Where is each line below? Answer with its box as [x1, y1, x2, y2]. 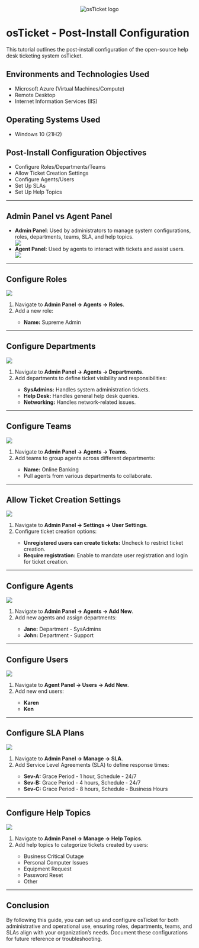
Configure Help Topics [6, 808, 91, 818]
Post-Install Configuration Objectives [6, 147, 147, 158]
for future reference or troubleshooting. [6, 935, 102, 942]
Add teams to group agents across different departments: [14, 454, 156, 461]
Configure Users [6, 654, 69, 664]
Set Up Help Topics [14, 188, 62, 195]
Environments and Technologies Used [6, 69, 150, 79]
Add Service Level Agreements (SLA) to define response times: [14, 761, 169, 768]
